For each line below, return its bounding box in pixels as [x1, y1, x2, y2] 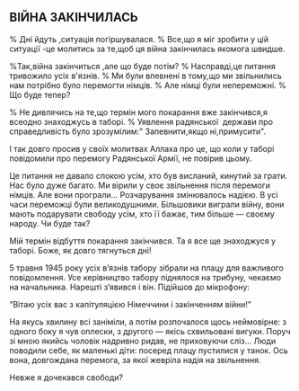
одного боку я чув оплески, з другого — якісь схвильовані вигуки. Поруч [9, 325, 291, 336]
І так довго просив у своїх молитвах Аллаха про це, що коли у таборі [9, 143, 275, 154]
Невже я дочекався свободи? [9, 371, 124, 383]
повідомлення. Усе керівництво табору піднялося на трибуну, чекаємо [9, 271, 282, 282]
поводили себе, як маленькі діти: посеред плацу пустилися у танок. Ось [9, 344, 289, 356]
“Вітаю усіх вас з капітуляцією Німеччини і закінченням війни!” [9, 298, 251, 309]
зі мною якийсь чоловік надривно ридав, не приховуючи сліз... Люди [9, 335, 277, 346]
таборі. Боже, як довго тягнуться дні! [9, 244, 152, 255]
